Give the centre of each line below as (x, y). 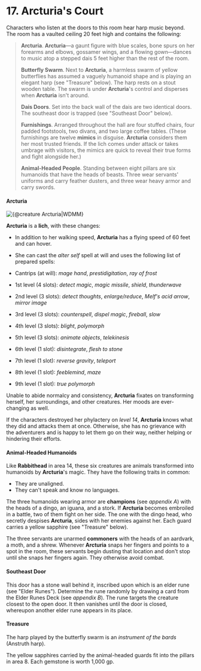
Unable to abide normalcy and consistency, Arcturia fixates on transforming (100, 395)
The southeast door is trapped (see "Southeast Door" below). (97, 113)
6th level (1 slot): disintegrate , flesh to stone (69, 349)
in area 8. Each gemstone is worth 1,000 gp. (60, 661)
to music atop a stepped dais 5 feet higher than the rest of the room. (105, 58)
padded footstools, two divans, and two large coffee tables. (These (103, 131)
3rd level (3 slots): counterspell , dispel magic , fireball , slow (87, 315)
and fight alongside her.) (51, 156)
